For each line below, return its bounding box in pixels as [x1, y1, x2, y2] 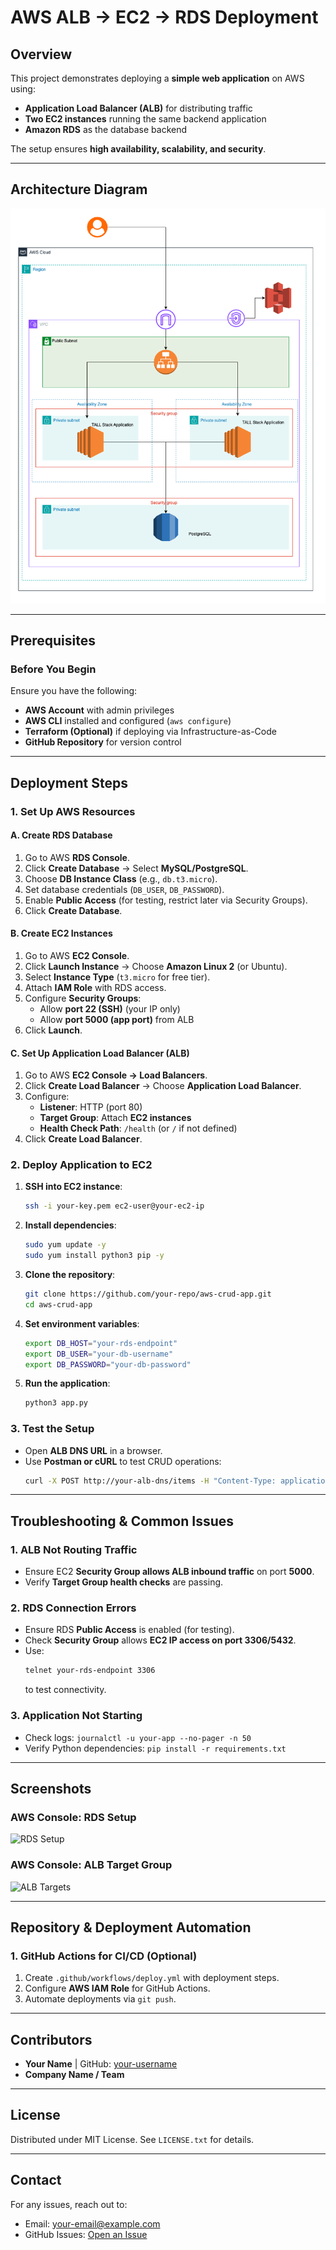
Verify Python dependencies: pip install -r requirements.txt [24, 1742, 287, 1754]
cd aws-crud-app [24, 1299, 93, 1310]
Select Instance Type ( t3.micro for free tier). [24, 971, 211, 983]
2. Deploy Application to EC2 [10, 1158, 153, 1172]
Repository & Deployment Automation [10, 1919, 252, 1936]
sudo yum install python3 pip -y [24, 1251, 165, 1261]
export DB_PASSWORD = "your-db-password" [24, 1359, 192, 1370]
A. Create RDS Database [10, 829, 113, 841]
